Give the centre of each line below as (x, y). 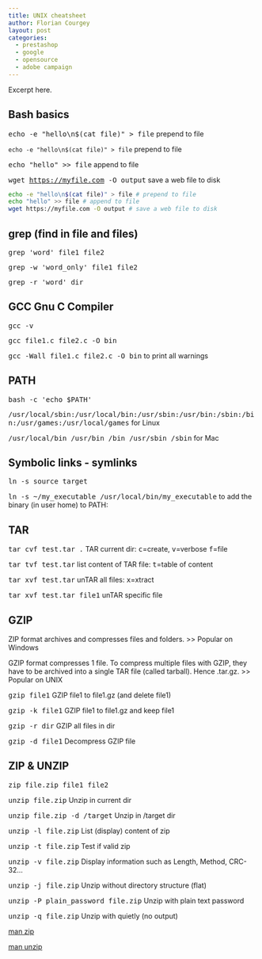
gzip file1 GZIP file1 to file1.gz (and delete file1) (90, 695)
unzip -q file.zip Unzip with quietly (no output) (93, 915)
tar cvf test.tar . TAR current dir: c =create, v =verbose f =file (118, 549)
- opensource (37, 60)
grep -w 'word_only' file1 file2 (73, 267)
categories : (28, 38)
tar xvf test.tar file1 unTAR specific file (85, 595)
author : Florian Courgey (49, 23)
